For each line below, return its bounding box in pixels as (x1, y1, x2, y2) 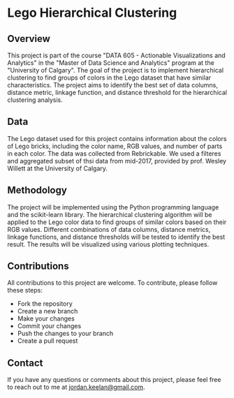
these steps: (7, 286, 43, 295)
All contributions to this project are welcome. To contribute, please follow (7, 279, 218, 287)
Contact (7, 357, 43, 369)
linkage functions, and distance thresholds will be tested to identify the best (7, 233, 226, 241)
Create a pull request (17, 337, 78, 345)
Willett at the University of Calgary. (7, 164, 108, 172)
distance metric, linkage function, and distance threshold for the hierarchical (7, 89, 227, 96)
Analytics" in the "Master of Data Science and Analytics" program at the (7, 59, 214, 67)
